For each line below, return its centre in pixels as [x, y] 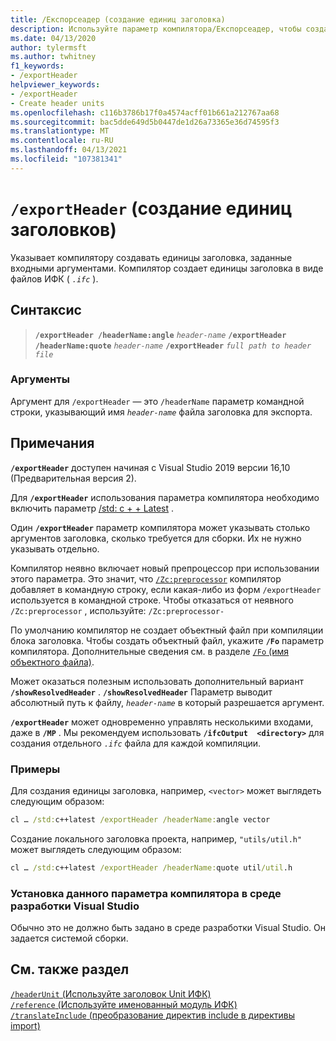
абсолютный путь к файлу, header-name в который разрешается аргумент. [167, 702]
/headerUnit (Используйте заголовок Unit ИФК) [111, 993]
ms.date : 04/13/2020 [53, 38]
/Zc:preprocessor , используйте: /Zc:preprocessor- [117, 610]
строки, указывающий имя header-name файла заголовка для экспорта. [161, 412]
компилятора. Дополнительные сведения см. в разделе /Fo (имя [149, 651]
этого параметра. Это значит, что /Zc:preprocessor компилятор [146, 578]
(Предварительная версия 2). [73, 478]
